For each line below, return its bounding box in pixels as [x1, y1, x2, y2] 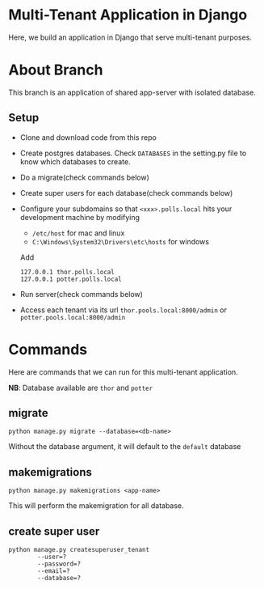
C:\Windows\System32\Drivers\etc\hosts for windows [31, 236, 210, 246]
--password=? [37, 560, 82, 568]
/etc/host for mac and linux [31, 228, 125, 238]
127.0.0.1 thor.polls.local [19, 268, 115, 276]
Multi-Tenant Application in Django [8, 6, 248, 24]
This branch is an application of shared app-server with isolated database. [8, 87, 256, 97]
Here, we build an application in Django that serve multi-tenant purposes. [8, 32, 253, 42]
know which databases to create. [19, 156, 131, 167]
